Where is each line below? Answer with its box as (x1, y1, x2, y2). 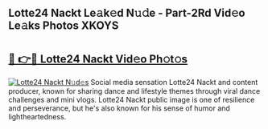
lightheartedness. (8, 112, 67, 121)
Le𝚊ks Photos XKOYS (8, 19, 119, 33)
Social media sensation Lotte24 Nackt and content (90, 78, 258, 87)
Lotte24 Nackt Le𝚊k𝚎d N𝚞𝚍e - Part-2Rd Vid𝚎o (8, 6, 245, 20)
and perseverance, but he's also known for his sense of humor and (8, 103, 231, 113)
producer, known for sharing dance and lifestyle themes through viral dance (8, 87, 261, 95)
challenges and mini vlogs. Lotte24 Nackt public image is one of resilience (8, 95, 255, 104)
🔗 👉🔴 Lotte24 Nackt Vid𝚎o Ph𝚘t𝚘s (8, 52, 188, 66)
